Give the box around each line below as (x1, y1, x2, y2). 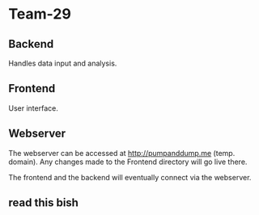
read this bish (8, 196, 79, 210)
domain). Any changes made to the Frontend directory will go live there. (8, 157, 248, 167)
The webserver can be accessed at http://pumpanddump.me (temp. (8, 148, 236, 158)
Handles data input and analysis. (8, 58, 117, 68)
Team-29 (8, 5, 71, 23)
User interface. (8, 103, 58, 113)
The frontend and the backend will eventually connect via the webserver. (8, 172, 252, 182)
